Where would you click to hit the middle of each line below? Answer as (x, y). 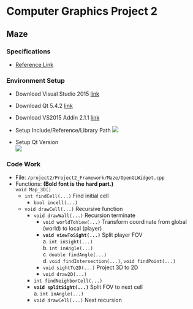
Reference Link (34, 64)
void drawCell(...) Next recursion (78, 300)
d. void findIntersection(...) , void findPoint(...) (109, 261)
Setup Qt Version (37, 142)
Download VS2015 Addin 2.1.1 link (57, 118)
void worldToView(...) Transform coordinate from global (115, 222)
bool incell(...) (55, 203)
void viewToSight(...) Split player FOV (93, 235)
